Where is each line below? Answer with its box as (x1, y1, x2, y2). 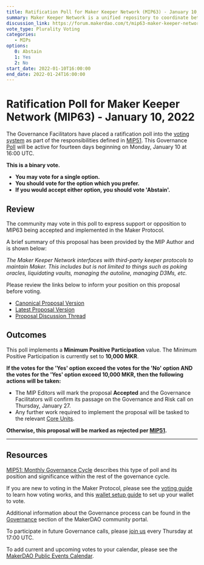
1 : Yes (14, 54, 32, 60)
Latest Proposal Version (15, 306, 75, 313)
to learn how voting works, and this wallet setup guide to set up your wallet (6, 491, 194, 498)
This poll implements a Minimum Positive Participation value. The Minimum (6, 346, 197, 353)
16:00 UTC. (6, 150, 35, 157)
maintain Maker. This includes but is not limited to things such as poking (6, 263, 188, 270)
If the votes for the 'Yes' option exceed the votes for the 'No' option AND (6, 364, 193, 372)
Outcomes (6, 330, 47, 341)
